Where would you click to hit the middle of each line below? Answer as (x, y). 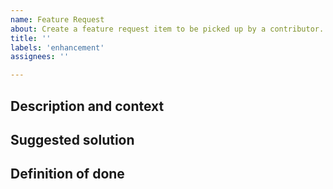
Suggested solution (72, 139)
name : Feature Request (57, 19)
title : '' (31, 38)
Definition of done (67, 174)
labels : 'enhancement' (57, 47)
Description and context (87, 106)
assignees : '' (40, 57)
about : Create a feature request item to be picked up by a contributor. (167, 29)
